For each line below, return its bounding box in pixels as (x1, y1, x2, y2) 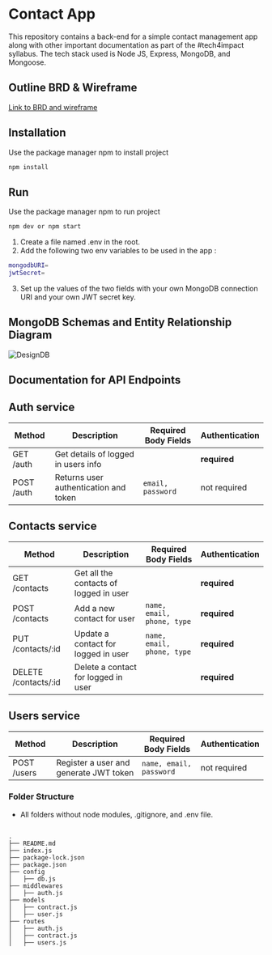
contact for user (74, 613, 136, 624)
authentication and (54, 482, 126, 493)
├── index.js (8, 847, 53, 855)
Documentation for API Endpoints (8, 373, 181, 387)
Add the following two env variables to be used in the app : (19, 246, 217, 256)
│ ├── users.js (8, 938, 67, 947)
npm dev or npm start (8, 223, 82, 231)
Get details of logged (54, 448, 135, 460)
